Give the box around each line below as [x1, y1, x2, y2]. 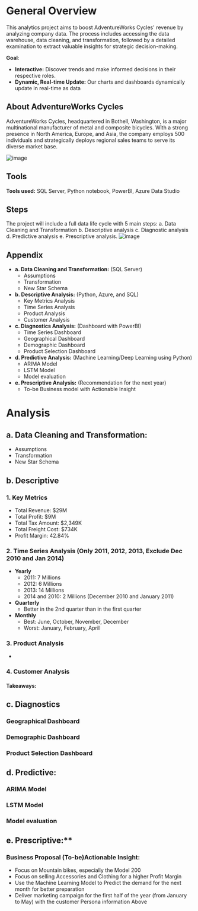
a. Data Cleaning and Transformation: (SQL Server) [14, 266, 143, 273]
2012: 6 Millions [23, 580, 62, 588]
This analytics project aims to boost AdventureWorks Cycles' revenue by [6, 24, 184, 31]
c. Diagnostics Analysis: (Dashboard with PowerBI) [14, 322, 142, 330]
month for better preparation [14, 885, 85, 893]
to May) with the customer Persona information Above [14, 898, 147, 905]
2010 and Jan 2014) [6, 554, 64, 562]
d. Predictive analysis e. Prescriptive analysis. [6, 233, 117, 240]
